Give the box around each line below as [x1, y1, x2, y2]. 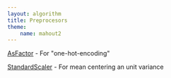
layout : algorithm [7, 10, 61, 18]
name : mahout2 [20, 30, 61, 37]
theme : [7, 23, 27, 30]
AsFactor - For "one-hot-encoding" [7, 49, 110, 58]
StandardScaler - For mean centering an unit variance [7, 63, 164, 71]
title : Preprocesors [7, 17, 69, 24]
